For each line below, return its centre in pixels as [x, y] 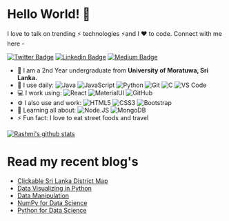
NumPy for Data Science [52, 202]
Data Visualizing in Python [54, 188]
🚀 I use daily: [35, 85]
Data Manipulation [43, 195]
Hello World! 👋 [49, 14]
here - [16, 44]
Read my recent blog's [73, 162]
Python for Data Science [52, 210]
